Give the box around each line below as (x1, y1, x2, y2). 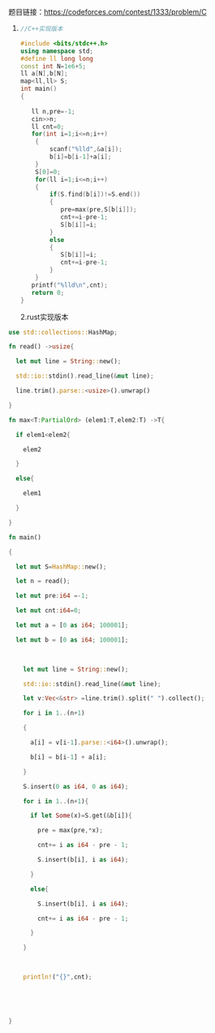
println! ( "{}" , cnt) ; (23, 973, 92, 981)
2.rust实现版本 (19, 312, 69, 322)
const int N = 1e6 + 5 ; (19, 62, 87, 71)
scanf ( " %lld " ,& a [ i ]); (49, 145, 123, 153)
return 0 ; (31, 288, 65, 296)
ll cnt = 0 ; (31, 123, 65, 131)
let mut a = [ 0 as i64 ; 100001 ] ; (15, 621, 129, 629)
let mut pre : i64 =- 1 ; (15, 592, 89, 600)
